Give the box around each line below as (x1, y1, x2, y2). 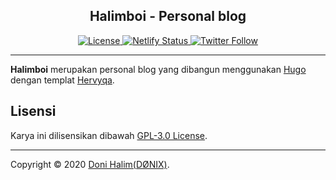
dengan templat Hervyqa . (10, 74, 115, 86)
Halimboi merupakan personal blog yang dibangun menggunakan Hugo (10, 63, 307, 75)
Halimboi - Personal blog (89, 8, 247, 25)
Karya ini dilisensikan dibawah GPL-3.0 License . (10, 129, 208, 141)
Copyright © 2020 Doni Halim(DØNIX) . (10, 158, 170, 170)
